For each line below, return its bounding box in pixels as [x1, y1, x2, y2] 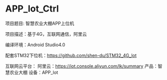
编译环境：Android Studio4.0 [5, 41, 66, 48]
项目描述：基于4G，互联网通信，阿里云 [5, 31, 87, 37]
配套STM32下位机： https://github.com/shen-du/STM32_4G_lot [5, 52, 137, 58]
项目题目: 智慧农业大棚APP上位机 [5, 20, 74, 26]
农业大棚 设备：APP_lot [9, 69, 58, 75]
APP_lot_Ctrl [5, 3, 59, 15]
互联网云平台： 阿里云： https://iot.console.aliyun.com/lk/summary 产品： [5, 63, 158, 69]
